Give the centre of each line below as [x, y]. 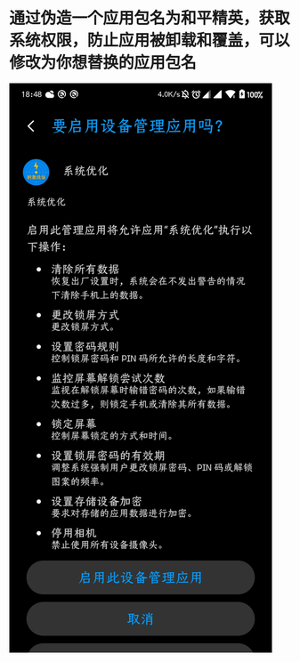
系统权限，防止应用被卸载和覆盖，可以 [150, 40]
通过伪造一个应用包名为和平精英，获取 [150, 18]
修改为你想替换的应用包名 [103, 63]
